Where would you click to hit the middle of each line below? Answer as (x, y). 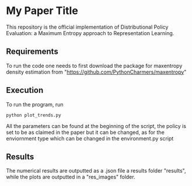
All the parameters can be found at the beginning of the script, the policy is (96, 126)
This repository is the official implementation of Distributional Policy (87, 27)
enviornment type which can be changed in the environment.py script (90, 138)
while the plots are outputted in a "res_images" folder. (71, 177)
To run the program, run (35, 104)
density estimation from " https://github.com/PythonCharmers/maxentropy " (96, 72)
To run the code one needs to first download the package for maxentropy (94, 66)
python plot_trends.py (34, 115)
